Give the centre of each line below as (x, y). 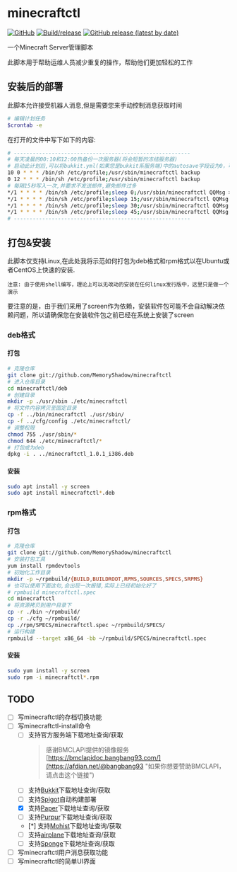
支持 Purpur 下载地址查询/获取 (70, 817)
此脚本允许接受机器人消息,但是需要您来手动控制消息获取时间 (95, 105)
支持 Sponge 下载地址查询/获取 (71, 843)
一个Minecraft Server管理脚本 (50, 47)
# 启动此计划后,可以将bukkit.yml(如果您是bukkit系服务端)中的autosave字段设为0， (118, 166)
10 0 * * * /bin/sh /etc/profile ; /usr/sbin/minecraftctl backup (104, 173)
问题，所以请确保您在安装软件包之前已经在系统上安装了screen (104, 315)
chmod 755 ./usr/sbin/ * (42, 434)
